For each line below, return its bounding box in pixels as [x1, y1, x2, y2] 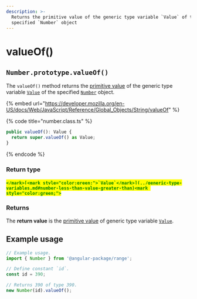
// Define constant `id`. [6, 266, 69, 272]
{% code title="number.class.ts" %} [6, 118, 93, 125]
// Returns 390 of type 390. [6, 282, 77, 288]
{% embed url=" [6, 100, 46, 107]
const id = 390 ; [6, 271, 46, 277]
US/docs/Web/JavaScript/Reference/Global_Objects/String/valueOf [6, 107, 169, 114]
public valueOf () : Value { [6, 129, 72, 135]
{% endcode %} [6, 151, 45, 158]
